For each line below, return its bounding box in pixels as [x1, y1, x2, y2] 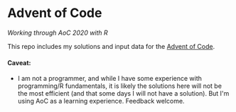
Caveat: [7, 58, 31, 67]
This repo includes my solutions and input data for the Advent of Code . [7, 42, 215, 50]
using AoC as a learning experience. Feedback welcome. [17, 97, 185, 106]
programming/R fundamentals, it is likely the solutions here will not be [17, 82, 222, 90]
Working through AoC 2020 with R [7, 28, 108, 37]
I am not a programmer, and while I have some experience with [17, 74, 203, 83]
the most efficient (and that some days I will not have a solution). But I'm [17, 89, 230, 98]
